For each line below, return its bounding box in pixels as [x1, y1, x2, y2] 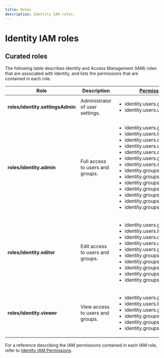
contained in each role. [5, 75, 51, 81]
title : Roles [5, 7, 32, 12]
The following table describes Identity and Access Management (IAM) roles [5, 65, 157, 71]
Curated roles [5, 52, 48, 61]
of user [80, 103, 97, 110]
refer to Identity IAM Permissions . [5, 347, 72, 353]
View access [80, 303, 110, 310]
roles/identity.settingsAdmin [7, 103, 76, 110]
